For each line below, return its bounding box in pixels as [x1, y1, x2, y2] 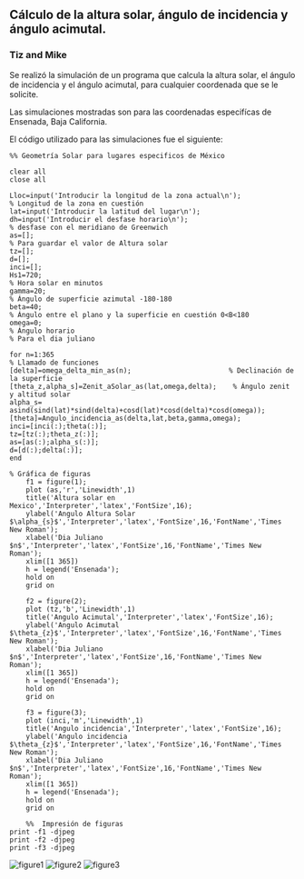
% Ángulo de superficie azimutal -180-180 [9, 295, 172, 304]
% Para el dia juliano [9, 334, 95, 344]
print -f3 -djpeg [9, 843, 75, 853]
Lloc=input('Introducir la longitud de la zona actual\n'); [9, 191, 242, 200]
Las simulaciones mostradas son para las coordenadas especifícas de [9, 106, 272, 117]
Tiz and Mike [9, 49, 68, 62]
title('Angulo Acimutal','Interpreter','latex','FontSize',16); [25, 613, 274, 622]
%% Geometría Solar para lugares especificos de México [9, 151, 225, 160]
